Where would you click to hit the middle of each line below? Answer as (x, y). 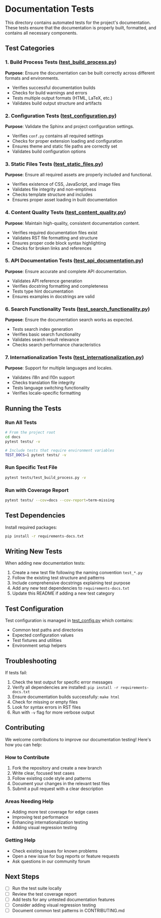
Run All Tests (21, 422)
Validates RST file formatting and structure (55, 237)
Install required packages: (31, 527)
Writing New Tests (34, 551)
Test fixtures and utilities (37, 640)
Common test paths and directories (48, 630)
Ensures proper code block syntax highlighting (59, 243)
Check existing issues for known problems (55, 851)
